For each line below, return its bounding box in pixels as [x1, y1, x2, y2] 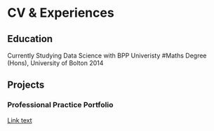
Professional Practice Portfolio [7, 100, 114, 110]
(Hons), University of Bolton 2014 [7, 59, 104, 67]
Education [7, 33, 53, 45]
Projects [7, 79, 45, 91]
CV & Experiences [7, 5, 114, 21]
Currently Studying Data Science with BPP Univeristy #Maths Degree [7, 51, 207, 60]
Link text [7, 116, 32, 124]
